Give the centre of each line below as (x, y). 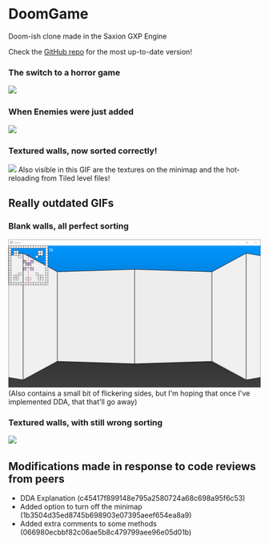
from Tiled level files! (76, 178)
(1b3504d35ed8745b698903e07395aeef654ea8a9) (106, 515)
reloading (24, 178)
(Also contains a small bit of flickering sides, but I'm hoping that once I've (129, 393)
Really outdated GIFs (61, 203)
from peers (36, 479)
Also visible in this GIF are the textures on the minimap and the (121, 169)
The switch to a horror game (64, 72)
